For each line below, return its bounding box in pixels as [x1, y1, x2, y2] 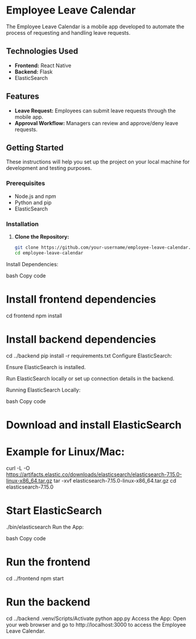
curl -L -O [6, 464, 31, 471]
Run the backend [6, 595, 90, 608]
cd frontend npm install [6, 312, 63, 319]
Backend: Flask [14, 68, 53, 75]
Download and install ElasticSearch [6, 418, 182, 431]
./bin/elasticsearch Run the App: [6, 523, 84, 530]
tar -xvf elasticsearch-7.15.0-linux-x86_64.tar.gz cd [53, 477, 177, 484]
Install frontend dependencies [6, 292, 157, 306]
